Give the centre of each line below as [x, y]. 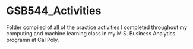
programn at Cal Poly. [33, 40]
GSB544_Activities [54, 11]
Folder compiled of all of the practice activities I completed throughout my [97, 27]
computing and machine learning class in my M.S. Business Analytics [91, 33]
